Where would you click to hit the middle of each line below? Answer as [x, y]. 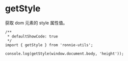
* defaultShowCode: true [32, 36]
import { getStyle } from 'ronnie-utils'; [49, 45]
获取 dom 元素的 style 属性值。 [36, 23]
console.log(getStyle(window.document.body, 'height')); [64, 54]
